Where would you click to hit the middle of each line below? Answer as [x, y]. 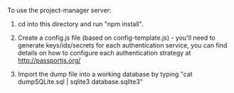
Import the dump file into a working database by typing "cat [105, 74]
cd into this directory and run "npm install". [80, 24]
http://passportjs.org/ [49, 60]
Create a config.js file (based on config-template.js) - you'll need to [116, 38]
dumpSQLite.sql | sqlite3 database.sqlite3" [80, 82]
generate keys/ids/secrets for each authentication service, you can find [122, 45]
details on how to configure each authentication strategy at [104, 53]
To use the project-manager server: [59, 10]
